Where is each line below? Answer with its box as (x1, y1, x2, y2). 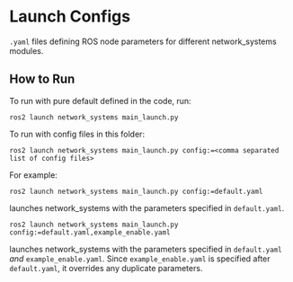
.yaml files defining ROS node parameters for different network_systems (9, 36, 277, 47)
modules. (9, 45, 44, 56)
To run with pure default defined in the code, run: (9, 95, 191, 106)
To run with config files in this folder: (9, 128, 146, 139)
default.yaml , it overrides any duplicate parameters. (9, 262, 203, 273)
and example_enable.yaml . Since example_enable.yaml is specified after (9, 253, 271, 264)
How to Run (9, 72, 75, 87)
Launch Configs (9, 6, 131, 27)
